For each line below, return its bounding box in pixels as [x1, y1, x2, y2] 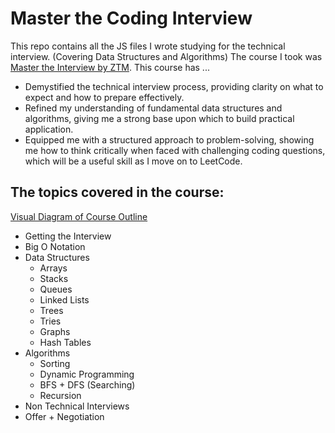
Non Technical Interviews [24, 400, 130, 412]
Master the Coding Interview [10, 7, 253, 30]
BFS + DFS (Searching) [39, 378, 136, 391]
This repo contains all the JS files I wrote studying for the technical [10, 40, 286, 52]
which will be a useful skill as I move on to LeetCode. [24, 155, 243, 167]
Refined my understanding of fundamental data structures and [24, 102, 283, 114]
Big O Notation [24, 240, 86, 252]
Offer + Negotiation [24, 410, 105, 422]
